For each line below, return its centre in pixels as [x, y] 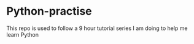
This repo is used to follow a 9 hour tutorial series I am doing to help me [97, 28]
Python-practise [49, 11]
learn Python [22, 34]
